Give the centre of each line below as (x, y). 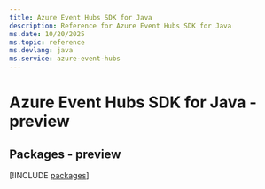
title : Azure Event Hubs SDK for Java (81, 17)
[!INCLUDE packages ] (49, 175)
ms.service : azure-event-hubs (65, 59)
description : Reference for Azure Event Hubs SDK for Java (121, 26)
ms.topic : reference (47, 42)
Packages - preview (65, 154)
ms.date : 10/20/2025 (47, 34)
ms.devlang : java (41, 51)
